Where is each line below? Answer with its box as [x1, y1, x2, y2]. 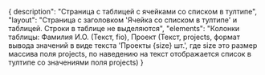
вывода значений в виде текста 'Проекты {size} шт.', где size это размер [8, 41, 258, 50]
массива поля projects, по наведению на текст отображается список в [8, 49, 251, 58]
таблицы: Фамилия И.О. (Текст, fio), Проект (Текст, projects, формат [8, 32, 241, 41]
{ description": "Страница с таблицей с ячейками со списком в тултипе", [8, 7, 258, 16]
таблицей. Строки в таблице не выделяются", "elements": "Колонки [8, 24, 240, 33]
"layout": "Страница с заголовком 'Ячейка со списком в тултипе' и [8, 15, 238, 25]
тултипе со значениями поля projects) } [8, 57, 145, 67]
